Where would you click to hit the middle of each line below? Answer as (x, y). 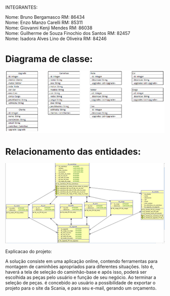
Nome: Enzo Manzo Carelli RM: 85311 (44, 23)
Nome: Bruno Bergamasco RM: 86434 (45, 17)
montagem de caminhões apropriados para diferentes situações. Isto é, (80, 267)
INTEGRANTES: (22, 7)
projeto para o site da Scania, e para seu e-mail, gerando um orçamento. (81, 288)
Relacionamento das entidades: (73, 152)
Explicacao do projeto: (29, 251)
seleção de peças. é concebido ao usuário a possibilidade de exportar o (80, 283)
